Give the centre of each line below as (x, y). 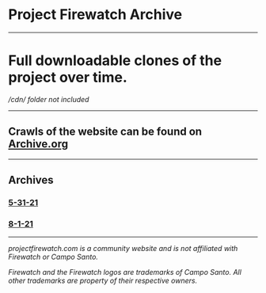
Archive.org (38, 144)
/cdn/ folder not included (49, 99)
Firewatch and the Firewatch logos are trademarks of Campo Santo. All (125, 272)
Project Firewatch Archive (95, 15)
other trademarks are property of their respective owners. (103, 281)
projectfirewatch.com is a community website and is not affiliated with (123, 249)
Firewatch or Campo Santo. (53, 257)
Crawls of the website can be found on (105, 132)
